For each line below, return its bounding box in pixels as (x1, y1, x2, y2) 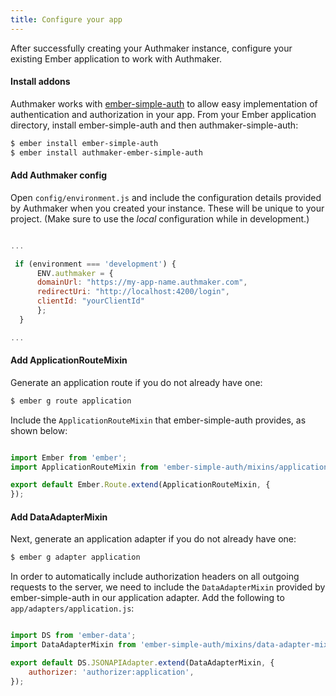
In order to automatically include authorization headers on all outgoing (10, 571, 300, 583)
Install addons (10, 76, 71, 88)
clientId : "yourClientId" (36, 296, 145, 306)
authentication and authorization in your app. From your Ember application (10, 108, 317, 120)
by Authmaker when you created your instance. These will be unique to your (10, 202, 325, 214)
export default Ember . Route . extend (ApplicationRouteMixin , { (10, 480, 271, 490)
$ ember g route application (10, 396, 132, 406)
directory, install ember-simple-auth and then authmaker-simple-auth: (10, 119, 299, 131)
